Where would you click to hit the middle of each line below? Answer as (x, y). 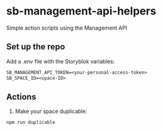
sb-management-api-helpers (81, 11)
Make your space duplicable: (51, 111)
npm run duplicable (31, 123)
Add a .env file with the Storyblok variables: (60, 61)
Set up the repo (36, 47)
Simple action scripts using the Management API (67, 28)
